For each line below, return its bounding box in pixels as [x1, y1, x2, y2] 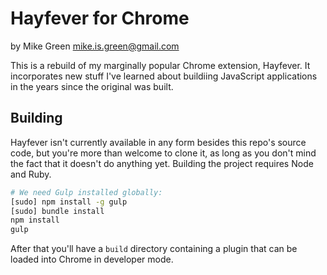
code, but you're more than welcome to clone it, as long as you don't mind [10, 147, 317, 159]
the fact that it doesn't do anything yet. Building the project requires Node [10, 157, 314, 169]
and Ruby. [10, 168, 52, 180]
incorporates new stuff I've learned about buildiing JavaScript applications [10, 70, 318, 82]
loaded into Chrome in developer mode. [10, 253, 174, 266]
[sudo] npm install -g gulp [10, 197, 128, 207]
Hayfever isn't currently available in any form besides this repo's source [10, 136, 307, 148]
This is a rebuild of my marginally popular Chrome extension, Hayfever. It [10, 59, 311, 71]
